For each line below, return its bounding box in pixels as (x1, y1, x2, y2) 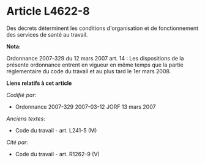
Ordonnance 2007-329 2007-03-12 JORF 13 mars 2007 (15, 103, 156, 110)
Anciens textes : (6, 115, 46, 122)
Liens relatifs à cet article (6, 79, 72, 87)
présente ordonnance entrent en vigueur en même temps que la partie (6, 61, 184, 68)
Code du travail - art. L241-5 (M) (15, 126, 97, 134)
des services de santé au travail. (6, 31, 88, 38)
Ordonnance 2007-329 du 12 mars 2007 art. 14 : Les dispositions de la (6, 54, 184, 62)
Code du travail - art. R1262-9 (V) (15, 150, 100, 158)
